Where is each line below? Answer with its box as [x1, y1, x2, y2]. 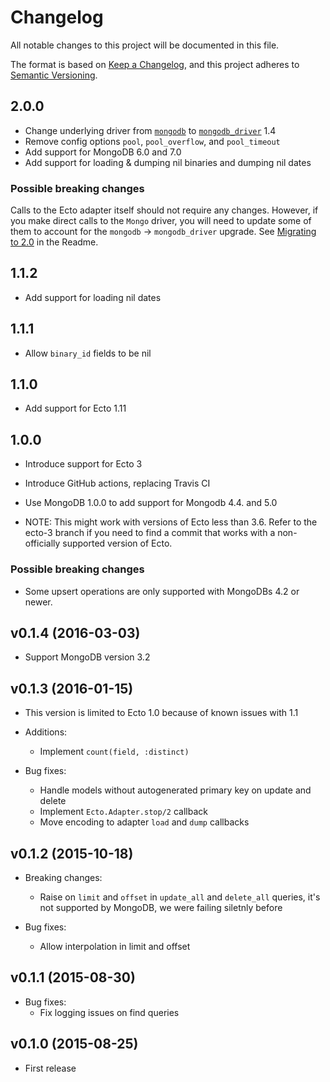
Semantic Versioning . [10, 69, 98, 81]
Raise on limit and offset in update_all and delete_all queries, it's [39, 891, 321, 903]
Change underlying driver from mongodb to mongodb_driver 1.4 [24, 124, 277, 136]
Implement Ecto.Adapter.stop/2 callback [39, 806, 208, 818]
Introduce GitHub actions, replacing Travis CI [24, 477, 211, 490]
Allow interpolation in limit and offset [39, 941, 191, 953]
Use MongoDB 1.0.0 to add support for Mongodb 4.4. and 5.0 [24, 497, 278, 509]
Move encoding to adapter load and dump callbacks [39, 816, 250, 828]
